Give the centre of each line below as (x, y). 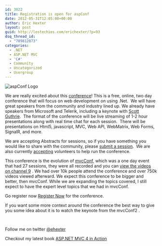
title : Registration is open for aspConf (47, 14)
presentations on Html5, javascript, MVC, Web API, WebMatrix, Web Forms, (80, 126)
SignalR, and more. (24, 132)
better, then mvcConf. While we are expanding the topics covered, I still (76, 181)
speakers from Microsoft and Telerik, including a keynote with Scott (72, 111)
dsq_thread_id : (20, 37)
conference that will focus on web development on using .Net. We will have (80, 101)
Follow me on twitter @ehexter (35, 229)
